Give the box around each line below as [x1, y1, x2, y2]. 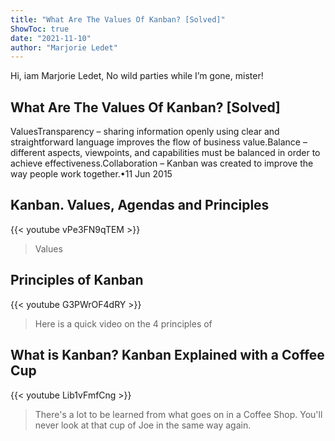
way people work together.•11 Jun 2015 [10, 168, 173, 180]
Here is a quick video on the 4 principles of [34, 317, 213, 330]
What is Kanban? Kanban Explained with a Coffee [10, 347, 325, 364]
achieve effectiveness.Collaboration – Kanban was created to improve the [10, 157, 314, 170]
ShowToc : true [10, 24, 70, 34]
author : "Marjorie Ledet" [10, 42, 118, 53]
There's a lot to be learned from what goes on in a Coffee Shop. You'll [34, 408, 323, 420]
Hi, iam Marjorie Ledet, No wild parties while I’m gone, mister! [10, 70, 264, 82]
